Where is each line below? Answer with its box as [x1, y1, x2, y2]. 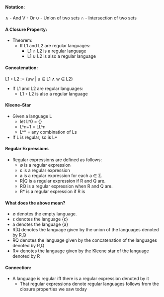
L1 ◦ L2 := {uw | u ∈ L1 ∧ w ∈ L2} [5, 76, 73, 82]
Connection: [5, 264, 31, 271]
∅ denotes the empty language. [12, 211, 77, 217]
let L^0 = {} [19, 118, 42, 124]
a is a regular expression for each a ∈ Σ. [19, 173, 103, 179]
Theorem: [12, 37, 33, 43]
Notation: [5, 4, 25, 10]
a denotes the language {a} [12, 221, 69, 227]
